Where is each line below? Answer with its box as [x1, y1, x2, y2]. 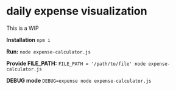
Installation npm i [6, 36, 51, 43]
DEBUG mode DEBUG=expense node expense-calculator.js [6, 77, 152, 84]
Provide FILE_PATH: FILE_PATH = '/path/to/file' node [6, 60, 146, 67]
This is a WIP [6, 24, 40, 32]
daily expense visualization [6, 4, 147, 18]
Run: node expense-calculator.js [6, 47, 91, 55]
